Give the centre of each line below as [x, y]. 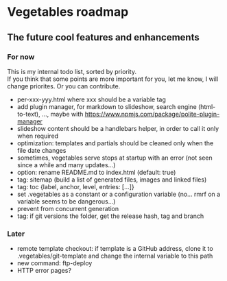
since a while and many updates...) [66, 164]
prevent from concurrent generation [68, 208]
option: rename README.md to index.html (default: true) [96, 172]
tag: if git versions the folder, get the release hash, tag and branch [110, 216]
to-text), [29, 114]
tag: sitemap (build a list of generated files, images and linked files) [112, 180]
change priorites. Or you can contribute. [64, 86]
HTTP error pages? [44, 271]
